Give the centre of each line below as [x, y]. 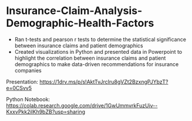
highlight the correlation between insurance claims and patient [90, 58]
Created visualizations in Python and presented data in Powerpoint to [98, 51]
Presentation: [22, 82]
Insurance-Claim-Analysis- [74, 11]
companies [28, 70]
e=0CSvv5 [19, 88]
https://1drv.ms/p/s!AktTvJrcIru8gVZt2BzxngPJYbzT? [104, 82]
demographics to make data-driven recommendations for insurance [97, 64]
